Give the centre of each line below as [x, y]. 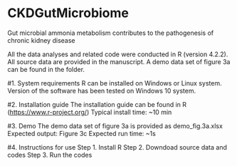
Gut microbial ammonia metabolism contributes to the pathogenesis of [111, 33]
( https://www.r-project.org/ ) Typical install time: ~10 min [90, 112]
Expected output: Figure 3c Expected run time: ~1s [82, 133]
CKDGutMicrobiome [68, 13]
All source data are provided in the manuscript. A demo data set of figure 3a [119, 61]
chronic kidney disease [41, 40]
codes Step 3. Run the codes [50, 155]
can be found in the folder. [46, 69]
